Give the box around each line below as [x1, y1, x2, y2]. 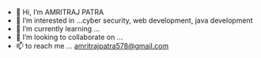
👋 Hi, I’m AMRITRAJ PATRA [15, 8, 104, 16]
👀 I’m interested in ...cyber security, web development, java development [15, 16, 253, 25]
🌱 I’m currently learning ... [15, 24, 100, 33]
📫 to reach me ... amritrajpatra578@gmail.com [15, 42, 169, 50]
